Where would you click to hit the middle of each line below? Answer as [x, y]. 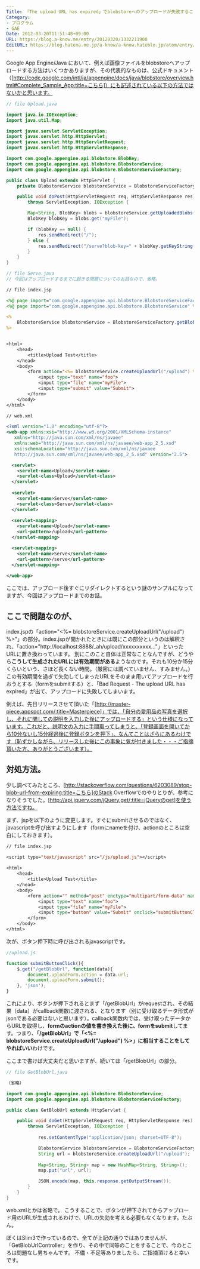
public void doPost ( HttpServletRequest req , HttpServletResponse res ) [106, 197]
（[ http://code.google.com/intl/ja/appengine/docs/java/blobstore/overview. [99, 78]
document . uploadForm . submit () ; [66, 980]
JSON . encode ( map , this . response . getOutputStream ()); [104, 1181]
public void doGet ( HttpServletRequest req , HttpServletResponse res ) [105, 1121]
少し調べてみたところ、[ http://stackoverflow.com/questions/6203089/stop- [99, 785]
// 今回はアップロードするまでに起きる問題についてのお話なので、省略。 [83, 279]
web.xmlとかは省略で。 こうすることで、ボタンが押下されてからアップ [92, 1210]
